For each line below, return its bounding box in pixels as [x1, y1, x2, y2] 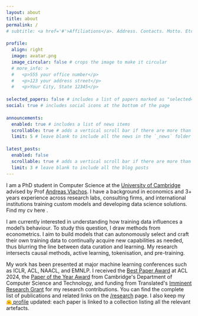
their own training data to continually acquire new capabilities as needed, [6, 237, 184, 244]
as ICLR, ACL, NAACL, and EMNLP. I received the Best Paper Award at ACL [6, 267, 188, 274]
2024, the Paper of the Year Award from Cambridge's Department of [6, 273, 173, 280]
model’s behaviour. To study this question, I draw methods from [6, 224, 161, 231]
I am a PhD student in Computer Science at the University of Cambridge [6, 181, 181, 188]
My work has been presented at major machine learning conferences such [6, 261, 187, 268]
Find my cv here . [6, 207, 48, 214]
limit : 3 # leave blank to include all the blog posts [11, 165, 149, 171]
